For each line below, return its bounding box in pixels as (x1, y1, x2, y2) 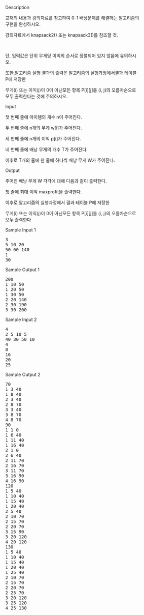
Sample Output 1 (5, 267, 40, 273)
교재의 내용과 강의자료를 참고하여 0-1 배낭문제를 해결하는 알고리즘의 (5, 15, 139, 21)
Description (5, 5, 29, 10)
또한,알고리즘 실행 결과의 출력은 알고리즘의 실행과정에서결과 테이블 (5, 70, 137, 76)
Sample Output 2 (5, 371, 41, 377)
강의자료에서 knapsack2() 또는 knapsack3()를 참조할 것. (5, 32, 118, 38)
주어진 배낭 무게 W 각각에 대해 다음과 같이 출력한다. (5, 178, 107, 184)
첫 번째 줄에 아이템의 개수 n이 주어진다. (5, 114, 83, 120)
